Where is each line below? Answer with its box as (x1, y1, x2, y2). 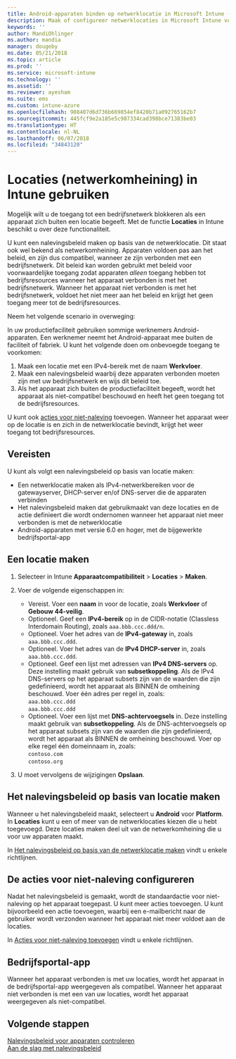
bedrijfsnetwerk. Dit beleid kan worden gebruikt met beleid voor (7, 261, 192, 270)
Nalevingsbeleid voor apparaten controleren (7, 1036, 135, 1045)
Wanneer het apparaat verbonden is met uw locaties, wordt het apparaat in (7, 975, 225, 984)
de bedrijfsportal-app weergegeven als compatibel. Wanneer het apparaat (7, 982, 223, 991)
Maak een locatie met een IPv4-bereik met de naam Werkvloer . (17, 362, 202, 371)
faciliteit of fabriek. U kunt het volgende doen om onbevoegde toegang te (7, 341, 220, 349)
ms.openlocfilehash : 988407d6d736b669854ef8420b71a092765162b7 (7, 109, 197, 116)
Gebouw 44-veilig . (27, 607, 84, 615)
